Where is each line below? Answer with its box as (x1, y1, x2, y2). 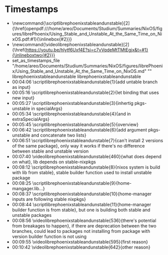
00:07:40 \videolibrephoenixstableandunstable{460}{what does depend (12, 153, 162, 159)
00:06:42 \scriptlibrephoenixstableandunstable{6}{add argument (12, 126, 147, 133)
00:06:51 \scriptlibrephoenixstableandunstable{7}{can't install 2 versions (12, 137, 163, 144)
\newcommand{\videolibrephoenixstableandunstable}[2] (12, 41, 129, 47)
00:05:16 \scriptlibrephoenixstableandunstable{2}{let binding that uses (12, 89, 159, 95)
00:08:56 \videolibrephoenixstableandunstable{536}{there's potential (12, 217, 156, 223)
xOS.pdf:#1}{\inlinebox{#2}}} (12, 36, 72, 42)
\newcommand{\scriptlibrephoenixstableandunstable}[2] (12, 20, 130, 26)
